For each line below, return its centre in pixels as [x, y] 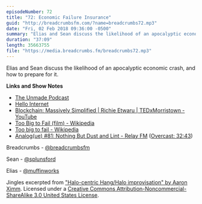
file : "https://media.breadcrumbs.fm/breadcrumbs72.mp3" [79, 51]
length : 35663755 [28, 46]
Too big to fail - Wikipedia [47, 129]
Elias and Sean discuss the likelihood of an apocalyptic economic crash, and [101, 68]
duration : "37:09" [29, 40]
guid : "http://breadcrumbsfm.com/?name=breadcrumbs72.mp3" [82, 23]
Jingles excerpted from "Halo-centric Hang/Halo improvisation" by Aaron [97, 182]
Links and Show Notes [35, 86]
